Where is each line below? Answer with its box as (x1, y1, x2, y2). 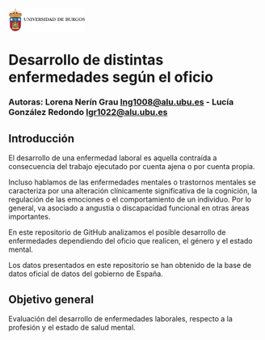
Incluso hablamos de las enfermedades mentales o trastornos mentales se (8, 177, 256, 187)
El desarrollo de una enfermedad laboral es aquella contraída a (8, 153, 217, 163)
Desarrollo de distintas (8, 50, 164, 69)
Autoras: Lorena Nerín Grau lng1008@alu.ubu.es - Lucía (8, 96, 234, 108)
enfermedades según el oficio (8, 68, 214, 86)
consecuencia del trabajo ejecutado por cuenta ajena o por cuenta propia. (8, 162, 255, 172)
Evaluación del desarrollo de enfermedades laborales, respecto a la (8, 314, 233, 324)
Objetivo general (8, 292, 95, 306)
